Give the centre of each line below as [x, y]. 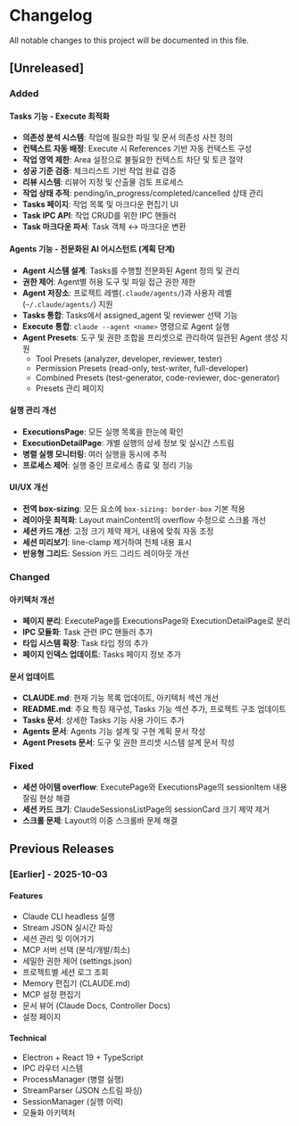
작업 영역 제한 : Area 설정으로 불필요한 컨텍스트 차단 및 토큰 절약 [133, 160]
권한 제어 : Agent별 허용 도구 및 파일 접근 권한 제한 [109, 281]
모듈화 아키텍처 [49, 1113]
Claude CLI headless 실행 [69, 916]
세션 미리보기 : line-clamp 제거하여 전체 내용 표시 [107, 542]
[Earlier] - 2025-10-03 [59, 874]
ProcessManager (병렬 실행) [73, 1080]
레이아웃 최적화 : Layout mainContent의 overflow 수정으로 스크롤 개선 [144, 520]
